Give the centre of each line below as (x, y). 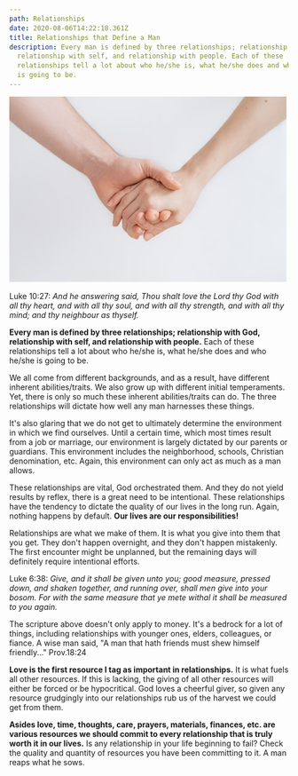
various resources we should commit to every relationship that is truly (141, 733)
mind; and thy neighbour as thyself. (74, 314)
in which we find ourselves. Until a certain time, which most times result (141, 432)
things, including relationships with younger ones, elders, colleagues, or (141, 633)
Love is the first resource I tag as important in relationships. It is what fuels (149, 669)
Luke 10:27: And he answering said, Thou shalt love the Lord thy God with (144, 296)
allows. (22, 470)
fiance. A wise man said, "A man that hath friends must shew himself (134, 643)
